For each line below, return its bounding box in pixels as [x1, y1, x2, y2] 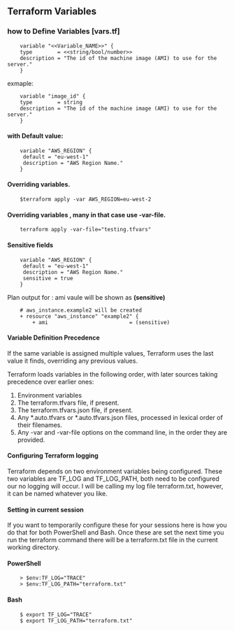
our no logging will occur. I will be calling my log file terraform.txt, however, [7, 481, 224, 490]
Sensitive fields [7, 240, 54, 249]
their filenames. [17, 421, 63, 429]
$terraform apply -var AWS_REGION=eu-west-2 [20, 196, 152, 203]
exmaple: [7, 79, 34, 87]
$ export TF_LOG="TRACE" [20, 611, 92, 618]
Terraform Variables [7, 6, 97, 17]
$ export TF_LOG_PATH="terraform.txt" [20, 617, 133, 624]
